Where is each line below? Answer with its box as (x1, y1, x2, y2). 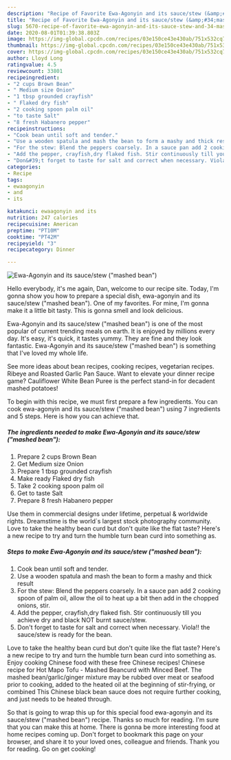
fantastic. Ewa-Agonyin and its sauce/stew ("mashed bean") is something (7, 342, 217, 350)
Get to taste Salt (16, 489, 63, 497)
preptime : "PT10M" (7, 227, 60, 234)
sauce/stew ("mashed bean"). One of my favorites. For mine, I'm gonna (7, 299, 210, 307)
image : (7, 36, 26, 43)
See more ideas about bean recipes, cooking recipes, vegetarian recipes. (7, 362, 214, 371)
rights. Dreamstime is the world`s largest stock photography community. (7, 517, 212, 525)
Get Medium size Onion (16, 460, 84, 468)
